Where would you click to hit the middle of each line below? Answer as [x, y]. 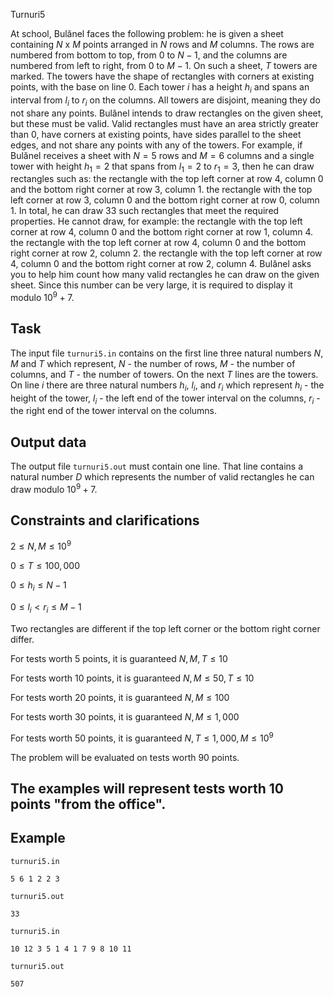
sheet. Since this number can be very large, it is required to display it [151, 285]
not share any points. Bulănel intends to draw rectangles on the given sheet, [167, 113]
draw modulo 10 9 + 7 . [54, 488]
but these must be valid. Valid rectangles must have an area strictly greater [164, 123]
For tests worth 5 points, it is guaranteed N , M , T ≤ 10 [119, 658]
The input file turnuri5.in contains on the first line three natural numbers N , [167, 353]
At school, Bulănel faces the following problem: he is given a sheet [147, 33]
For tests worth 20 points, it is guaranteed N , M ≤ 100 [120, 697]
